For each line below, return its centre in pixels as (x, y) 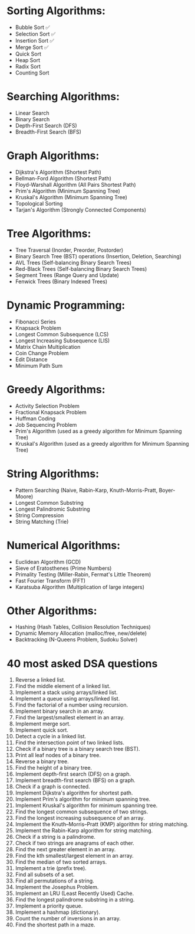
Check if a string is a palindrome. (55, 837)
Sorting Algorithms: (56, 11)
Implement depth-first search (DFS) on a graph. (73, 774)
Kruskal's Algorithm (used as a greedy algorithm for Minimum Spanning (102, 443)
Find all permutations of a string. (55, 881)
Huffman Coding (35, 419)
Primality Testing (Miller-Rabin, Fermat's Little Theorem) (83, 574)
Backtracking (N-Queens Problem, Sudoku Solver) (76, 640)
